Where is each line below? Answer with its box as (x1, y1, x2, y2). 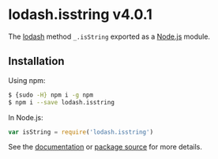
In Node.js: (8, 112, 43, 122)
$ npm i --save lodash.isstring (8, 98, 115, 106)
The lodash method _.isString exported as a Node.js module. (8, 32, 211, 41)
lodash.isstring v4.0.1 (8, 6, 152, 24)
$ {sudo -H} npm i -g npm (8, 91, 93, 99)
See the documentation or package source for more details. (8, 142, 203, 152)
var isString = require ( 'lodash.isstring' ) (8, 128, 154, 136)
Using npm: (8, 75, 46, 85)
